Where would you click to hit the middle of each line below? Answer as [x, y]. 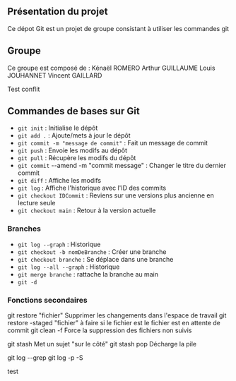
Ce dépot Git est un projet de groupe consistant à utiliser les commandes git [118, 28]
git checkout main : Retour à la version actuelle [87, 210]
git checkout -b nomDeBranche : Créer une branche [92, 252]
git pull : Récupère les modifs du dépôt [77, 158]
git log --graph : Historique [59, 244]
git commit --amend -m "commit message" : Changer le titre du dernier [122, 166]
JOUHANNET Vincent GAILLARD [55, 75]
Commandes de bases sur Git [73, 111]
